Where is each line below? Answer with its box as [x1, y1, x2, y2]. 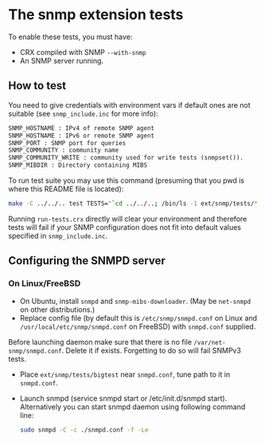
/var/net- [193, 338, 226, 346]
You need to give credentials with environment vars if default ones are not [8, 100, 251, 109]
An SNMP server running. [19, 56, 104, 65]
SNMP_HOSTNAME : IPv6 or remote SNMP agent [8, 132, 155, 140]
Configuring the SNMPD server [8, 254, 166, 268]
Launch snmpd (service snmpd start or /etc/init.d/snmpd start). [19, 393, 228, 403]
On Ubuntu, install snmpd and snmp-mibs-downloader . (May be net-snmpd [19, 296, 251, 306]
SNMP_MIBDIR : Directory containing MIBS [8, 161, 148, 169]
